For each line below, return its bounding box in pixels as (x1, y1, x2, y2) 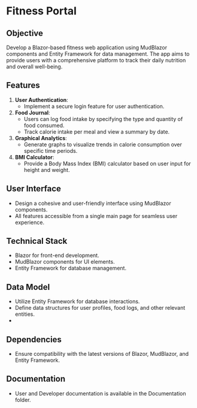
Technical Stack (6, 236, 68, 246)
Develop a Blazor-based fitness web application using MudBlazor (6, 44, 168, 51)
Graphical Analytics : (14, 134, 67, 141)
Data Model (6, 282, 50, 292)
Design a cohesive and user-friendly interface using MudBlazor (14, 200, 172, 207)
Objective (6, 28, 44, 38)
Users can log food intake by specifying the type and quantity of (23, 115, 183, 122)
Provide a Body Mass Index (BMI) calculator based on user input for (23, 160, 192, 167)
